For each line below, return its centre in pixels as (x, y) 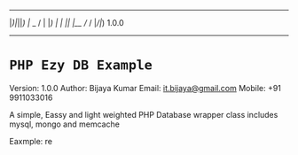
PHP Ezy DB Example (81, 65)
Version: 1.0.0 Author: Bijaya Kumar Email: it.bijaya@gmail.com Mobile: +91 (145, 88)
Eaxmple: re (31, 141)
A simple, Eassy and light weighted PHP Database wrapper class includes (144, 114)
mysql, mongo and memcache (64, 124)
